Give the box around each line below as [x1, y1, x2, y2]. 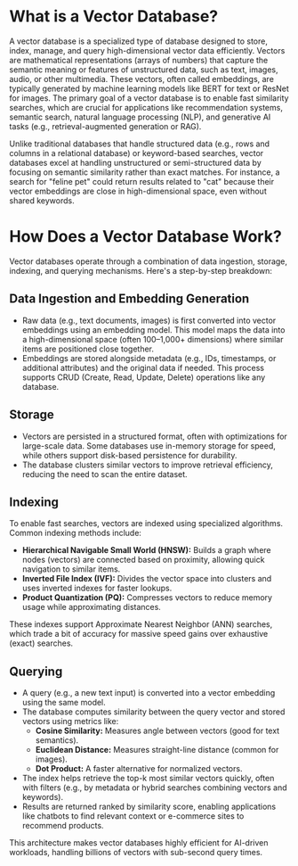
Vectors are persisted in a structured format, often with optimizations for [21, 431, 287, 441]
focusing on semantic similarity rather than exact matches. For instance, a [9, 167, 280, 177]
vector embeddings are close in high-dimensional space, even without [9, 186, 267, 196]
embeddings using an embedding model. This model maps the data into [21, 324, 286, 335]
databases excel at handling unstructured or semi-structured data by [9, 157, 262, 168]
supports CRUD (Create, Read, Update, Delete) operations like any [21, 372, 266, 383]
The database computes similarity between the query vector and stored [21, 706, 286, 717]
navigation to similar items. [21, 564, 121, 574]
